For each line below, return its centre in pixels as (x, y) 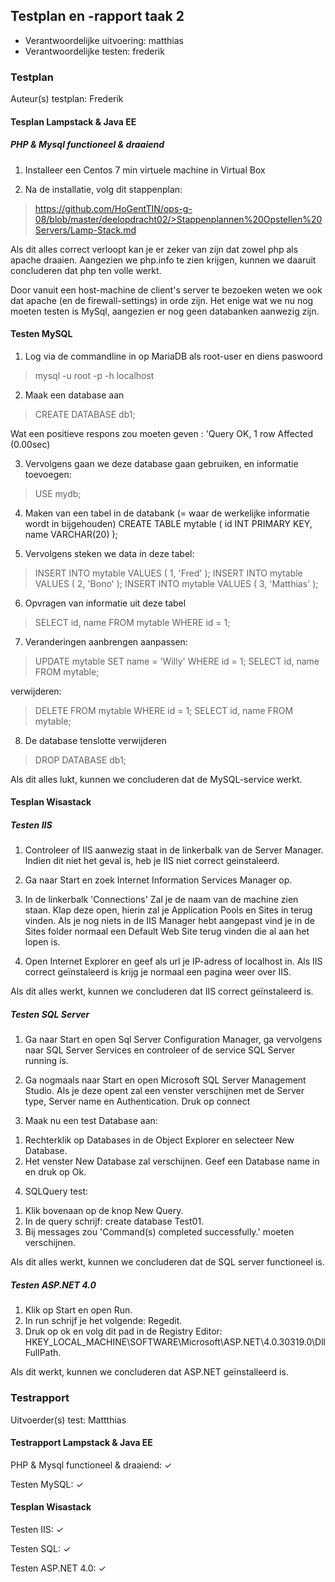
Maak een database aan (74, 395)
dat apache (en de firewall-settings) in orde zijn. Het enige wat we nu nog (162, 300)
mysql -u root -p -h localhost (94, 375)
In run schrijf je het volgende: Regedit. (103, 1321)
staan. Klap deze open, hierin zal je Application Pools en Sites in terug (168, 910)
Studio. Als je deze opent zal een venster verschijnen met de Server (164, 1091)
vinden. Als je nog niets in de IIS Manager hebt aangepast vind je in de (169, 921)
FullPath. (43, 1353)
